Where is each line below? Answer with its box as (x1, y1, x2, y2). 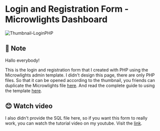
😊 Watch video (5, 102, 53, 110)
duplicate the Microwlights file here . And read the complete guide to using (5, 82, 155, 88)
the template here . (5, 87, 42, 94)
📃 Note (5, 44, 26, 52)
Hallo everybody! (5, 57, 40, 63)
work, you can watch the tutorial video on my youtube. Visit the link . (5, 120, 142, 126)
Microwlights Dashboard (5, 14, 108, 25)
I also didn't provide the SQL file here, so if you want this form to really (5, 115, 148, 121)
